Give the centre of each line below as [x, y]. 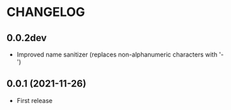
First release [35, 100]
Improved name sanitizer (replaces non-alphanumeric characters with [117, 54]
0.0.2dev [27, 38]
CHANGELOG [46, 12]
